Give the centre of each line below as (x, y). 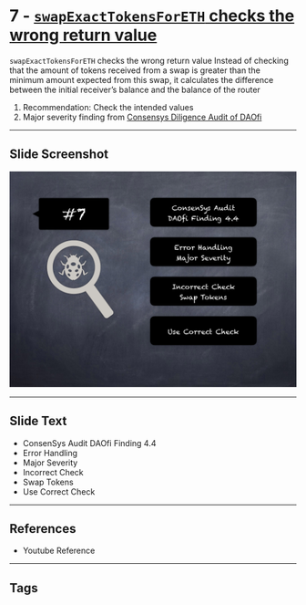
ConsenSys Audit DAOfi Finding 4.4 (89, 443)
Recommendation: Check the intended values (108, 107)
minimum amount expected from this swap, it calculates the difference (142, 79)
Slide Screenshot (59, 155)
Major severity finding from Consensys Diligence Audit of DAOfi (142, 117)
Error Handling (50, 453)
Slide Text (38, 421)
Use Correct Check (59, 491)
